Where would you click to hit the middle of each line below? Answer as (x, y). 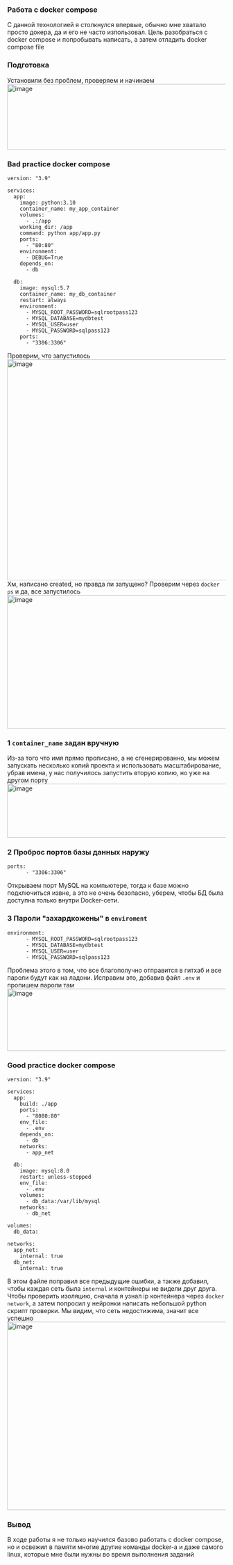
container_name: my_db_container (68, 294)
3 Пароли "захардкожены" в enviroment (77, 919)
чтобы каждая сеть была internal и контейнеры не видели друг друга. (112, 1289)
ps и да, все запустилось (44, 591)
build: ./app (38, 1104)
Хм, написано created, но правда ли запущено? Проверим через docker (113, 584)
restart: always (43, 300)
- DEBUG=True (44, 257)
